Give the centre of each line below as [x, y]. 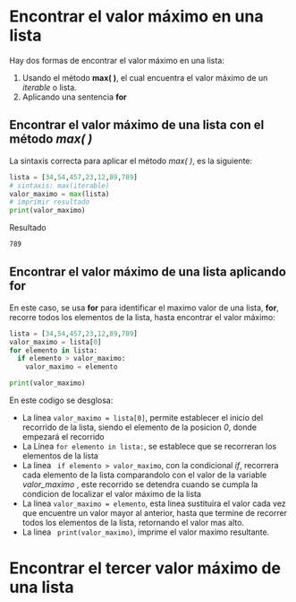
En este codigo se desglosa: [61, 400]
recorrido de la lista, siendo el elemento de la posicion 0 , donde [140, 427]
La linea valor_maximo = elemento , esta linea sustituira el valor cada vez [154, 503]
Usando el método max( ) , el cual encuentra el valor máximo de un [145, 77]
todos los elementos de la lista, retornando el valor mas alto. [133, 523]
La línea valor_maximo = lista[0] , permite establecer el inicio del [143, 418]
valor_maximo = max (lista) [59, 194]
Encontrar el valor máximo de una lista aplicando [148, 272]
